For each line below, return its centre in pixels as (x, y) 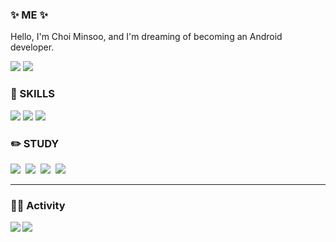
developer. (32, 47)
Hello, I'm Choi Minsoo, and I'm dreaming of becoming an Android (146, 37)
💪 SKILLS (32, 94)
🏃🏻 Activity (38, 205)
